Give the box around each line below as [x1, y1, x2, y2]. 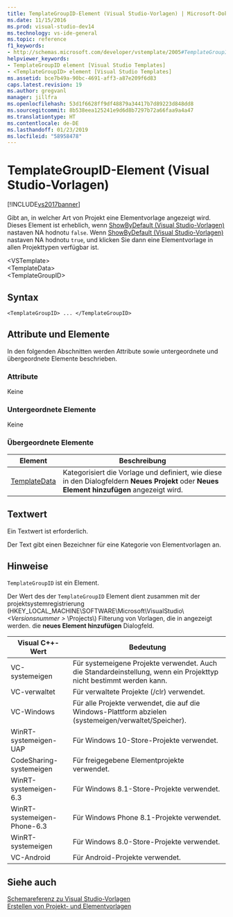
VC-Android [10, 852, 51, 862]
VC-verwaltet [10, 687, 55, 697]
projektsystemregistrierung [7, 599, 85, 608]
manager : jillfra [7, 94, 58, 101]
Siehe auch [7, 876, 57, 888]
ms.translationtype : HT [7, 113, 76, 120]
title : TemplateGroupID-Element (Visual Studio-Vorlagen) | [7, 10, 185, 17]
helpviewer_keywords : [7, 55, 70, 62]
